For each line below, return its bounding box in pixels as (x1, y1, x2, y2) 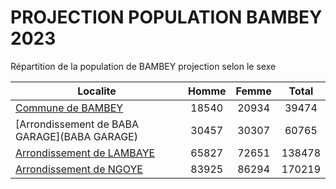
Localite (77, 84, 117, 98)
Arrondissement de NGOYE (15, 162, 143, 176)
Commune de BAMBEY (15, 101, 124, 115)
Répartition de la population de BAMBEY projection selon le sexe (10, 60, 277, 72)
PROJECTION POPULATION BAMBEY (10, 6, 323, 29)
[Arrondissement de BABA (15, 117, 140, 131)
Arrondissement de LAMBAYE (15, 146, 156, 160)
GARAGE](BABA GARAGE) (15, 129, 138, 143)
